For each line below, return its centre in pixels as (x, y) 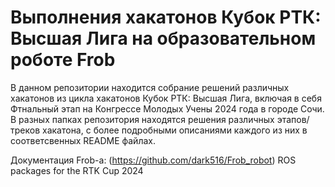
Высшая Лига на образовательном (163, 38)
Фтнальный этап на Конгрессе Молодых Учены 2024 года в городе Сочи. (167, 108)
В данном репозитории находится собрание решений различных (150, 87)
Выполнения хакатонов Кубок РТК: (166, 17)
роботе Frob (63, 60)
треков (25, 130)
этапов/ (293, 119)
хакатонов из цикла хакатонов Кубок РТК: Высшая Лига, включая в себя (166, 98)
